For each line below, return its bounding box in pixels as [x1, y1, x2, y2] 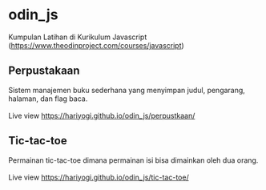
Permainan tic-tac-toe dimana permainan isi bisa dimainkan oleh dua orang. [8, 155, 259, 165]
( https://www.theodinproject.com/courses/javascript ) [8, 40, 184, 50]
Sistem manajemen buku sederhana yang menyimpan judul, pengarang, [8, 85, 246, 95]
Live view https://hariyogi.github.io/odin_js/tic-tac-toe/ [8, 172, 190, 182]
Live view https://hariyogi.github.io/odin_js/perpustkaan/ [8, 111, 195, 120]
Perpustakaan [8, 64, 80, 78]
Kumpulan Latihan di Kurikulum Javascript [8, 32, 147, 42]
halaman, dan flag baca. [8, 94, 88, 103]
